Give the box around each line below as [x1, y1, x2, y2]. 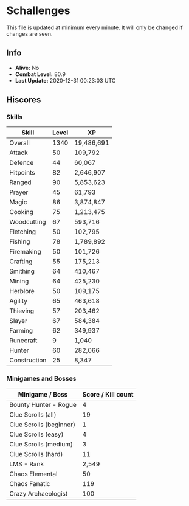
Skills [6, 113, 23, 122]
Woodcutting [9, 218, 47, 226]
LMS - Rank [9, 460, 44, 468]
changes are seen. [6, 30, 53, 37]
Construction [9, 356, 47, 365]
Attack [9, 148, 29, 157]
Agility [9, 297, 28, 305]
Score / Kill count [82, 390, 134, 398]
